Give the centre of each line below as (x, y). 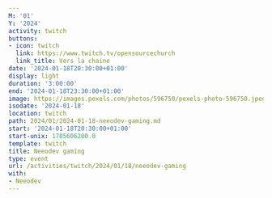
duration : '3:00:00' (43, 83)
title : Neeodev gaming (47, 151)
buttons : (23, 38)
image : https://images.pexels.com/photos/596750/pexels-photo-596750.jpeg (137, 99)
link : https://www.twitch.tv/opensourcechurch (96, 53)
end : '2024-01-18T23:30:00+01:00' (67, 91)
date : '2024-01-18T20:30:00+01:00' (68, 69)
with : (17, 174)
